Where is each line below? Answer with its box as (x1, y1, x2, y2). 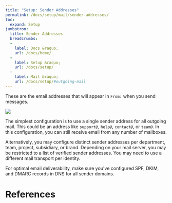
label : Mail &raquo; (14, 74, 59, 79)
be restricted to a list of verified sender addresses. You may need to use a (5, 150, 162, 156)
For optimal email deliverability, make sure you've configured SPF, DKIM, (5, 165, 159, 171)
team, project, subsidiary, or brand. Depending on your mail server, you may (5, 144, 166, 150)
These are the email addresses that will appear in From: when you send (5, 93, 156, 99)
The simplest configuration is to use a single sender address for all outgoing (5, 118, 166, 124)
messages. (5, 98, 29, 105)
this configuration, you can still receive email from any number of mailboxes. (5, 129, 167, 135)
